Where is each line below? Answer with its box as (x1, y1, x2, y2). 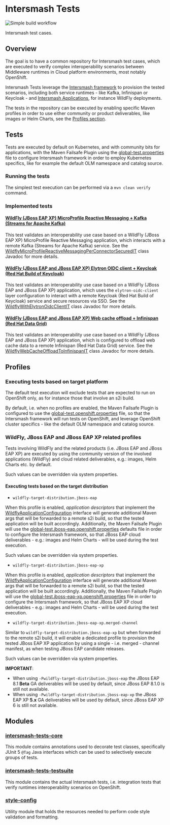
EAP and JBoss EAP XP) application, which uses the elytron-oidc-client (5, 287, 159, 293)
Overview (5, 44, 37, 53)
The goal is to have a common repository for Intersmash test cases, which (5, 58, 160, 64)
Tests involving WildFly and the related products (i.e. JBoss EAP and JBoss (5, 445, 162, 451)
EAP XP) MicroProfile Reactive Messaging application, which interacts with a (5, 237, 165, 243)
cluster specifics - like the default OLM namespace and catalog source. (5, 421, 155, 428)
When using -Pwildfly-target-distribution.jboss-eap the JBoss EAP (12, 675, 160, 681)
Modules (5, 717, 34, 725)
